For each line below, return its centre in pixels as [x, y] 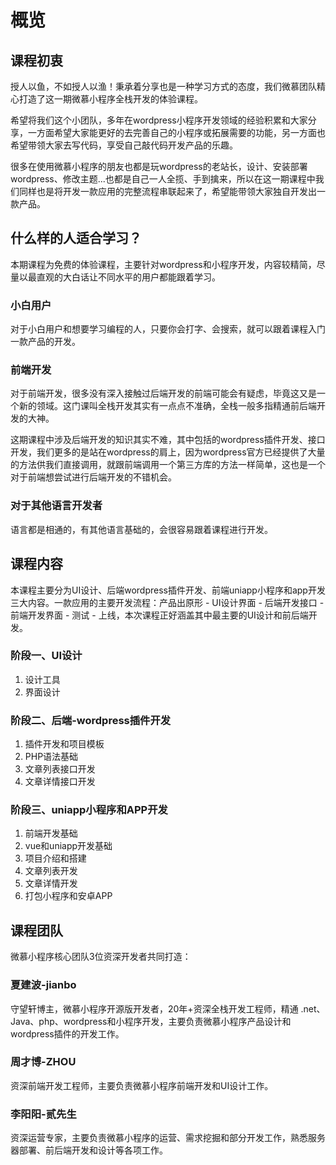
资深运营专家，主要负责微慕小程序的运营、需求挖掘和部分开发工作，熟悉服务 [168, 1138]
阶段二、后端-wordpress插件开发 [91, 720]
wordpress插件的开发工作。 [67, 1033]
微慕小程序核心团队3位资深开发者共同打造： [101, 957]
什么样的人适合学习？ [76, 238]
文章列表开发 [51, 871]
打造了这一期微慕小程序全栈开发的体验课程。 [110, 99]
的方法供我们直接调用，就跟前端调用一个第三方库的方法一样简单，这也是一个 [168, 465]
